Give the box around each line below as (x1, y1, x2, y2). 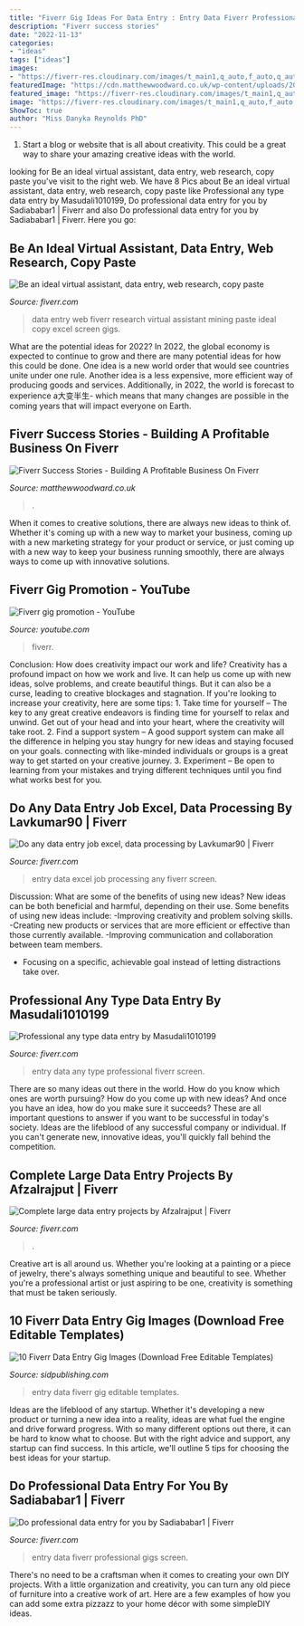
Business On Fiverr (9, 441, 119, 456)
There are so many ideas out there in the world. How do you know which (9, 1084, 280, 1095)
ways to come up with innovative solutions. (9, 556, 170, 567)
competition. (9, 1142, 57, 1153)
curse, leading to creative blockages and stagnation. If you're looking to (9, 687, 278, 698)
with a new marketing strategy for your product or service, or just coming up (9, 536, 295, 548)
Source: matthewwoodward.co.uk (9, 482, 136, 493)
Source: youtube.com (9, 624, 90, 635)
